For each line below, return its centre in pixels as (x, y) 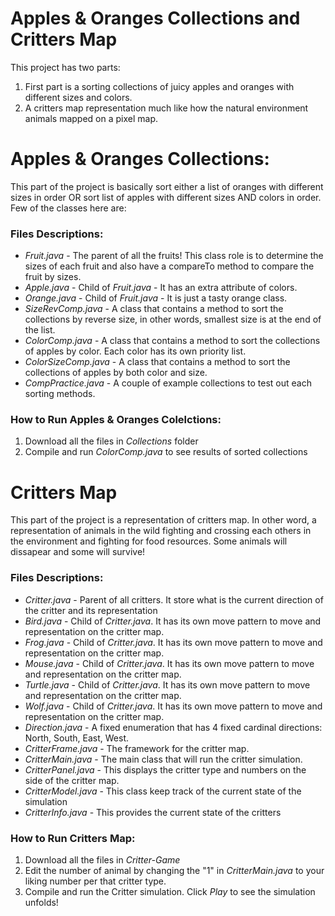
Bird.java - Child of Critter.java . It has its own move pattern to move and (173, 621)
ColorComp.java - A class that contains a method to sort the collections (172, 341)
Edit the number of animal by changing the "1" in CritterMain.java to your (174, 870)
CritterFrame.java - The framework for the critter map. (137, 748)
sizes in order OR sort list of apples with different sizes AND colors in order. (166, 197)
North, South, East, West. (77, 738)
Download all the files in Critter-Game (102, 860)
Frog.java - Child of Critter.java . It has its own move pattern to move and (173, 642)
